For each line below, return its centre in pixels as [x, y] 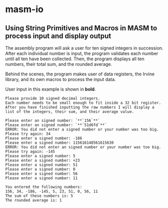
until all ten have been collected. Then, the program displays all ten [75, 59]
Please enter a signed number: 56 [42, 174]
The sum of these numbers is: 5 [39, 196]
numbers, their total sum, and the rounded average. [59, 64]
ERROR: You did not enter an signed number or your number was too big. [83, 147]
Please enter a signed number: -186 [44, 138]
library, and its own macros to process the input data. [61, 79]
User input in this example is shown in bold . [50, 89]
